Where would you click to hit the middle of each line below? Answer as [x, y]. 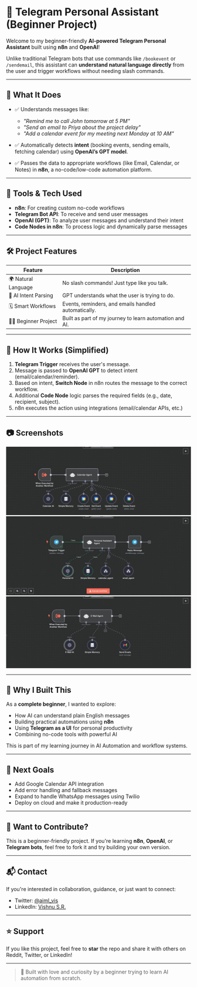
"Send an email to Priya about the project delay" [82, 127]
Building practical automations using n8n [64, 722]
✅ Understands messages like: [52, 109]
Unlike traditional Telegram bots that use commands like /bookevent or [91, 58]
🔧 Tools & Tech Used [44, 194]
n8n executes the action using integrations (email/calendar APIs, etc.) [98, 408]
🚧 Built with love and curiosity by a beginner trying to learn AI [94, 972]
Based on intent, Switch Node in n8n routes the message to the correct [101, 383]
